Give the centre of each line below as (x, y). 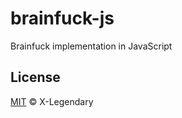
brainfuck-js (62, 18)
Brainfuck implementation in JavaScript (91, 46)
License (35, 77)
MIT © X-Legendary (52, 101)
